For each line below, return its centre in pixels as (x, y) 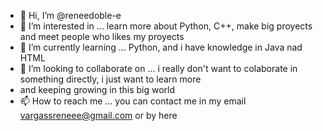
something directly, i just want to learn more (110, 79)
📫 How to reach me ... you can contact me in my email (133, 101)
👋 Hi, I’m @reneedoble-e (70, 15)
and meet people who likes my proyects (102, 36)
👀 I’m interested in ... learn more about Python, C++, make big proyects (166, 26)
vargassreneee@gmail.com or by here (98, 115)
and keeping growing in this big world (97, 89)
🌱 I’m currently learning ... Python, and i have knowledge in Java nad (161, 47)
